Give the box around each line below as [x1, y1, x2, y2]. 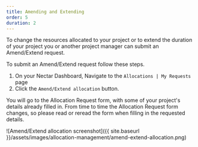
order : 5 [6, 14, 28, 20]
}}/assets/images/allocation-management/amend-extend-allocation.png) [6, 134, 187, 141]
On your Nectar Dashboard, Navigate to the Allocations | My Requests [14, 73, 191, 80]
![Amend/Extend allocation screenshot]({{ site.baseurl [6, 127, 140, 135]
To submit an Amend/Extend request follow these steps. [6, 61, 145, 68]
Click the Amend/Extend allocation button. [14, 85, 119, 92]
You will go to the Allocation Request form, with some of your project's [6, 97, 181, 104]
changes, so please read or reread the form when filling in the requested [6, 109, 185, 117]
